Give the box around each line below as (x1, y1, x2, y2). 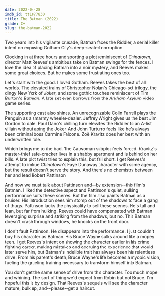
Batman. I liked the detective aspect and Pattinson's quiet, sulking (5, 187, 139, 193)
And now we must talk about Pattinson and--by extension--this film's (5, 182, 145, 188)
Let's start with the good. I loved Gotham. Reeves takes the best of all (5, 80, 146, 86)
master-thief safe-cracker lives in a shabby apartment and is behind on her (5, 151, 158, 157)
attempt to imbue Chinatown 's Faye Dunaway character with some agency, (5, 162, 158, 168)
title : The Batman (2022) (5, 16, 58, 21)
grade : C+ (5, 21, 26, 26)
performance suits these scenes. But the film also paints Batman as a (5, 193, 146, 198)
